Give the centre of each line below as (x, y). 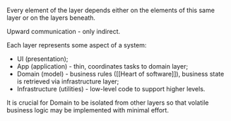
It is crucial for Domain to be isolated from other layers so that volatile (108, 103)
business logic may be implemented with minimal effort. (88, 110)
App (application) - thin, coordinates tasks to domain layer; (102, 66)
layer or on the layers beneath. (51, 18)
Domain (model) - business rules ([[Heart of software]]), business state (120, 74)
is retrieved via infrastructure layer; (68, 81)
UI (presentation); (42, 59)
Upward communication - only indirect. (64, 31)
